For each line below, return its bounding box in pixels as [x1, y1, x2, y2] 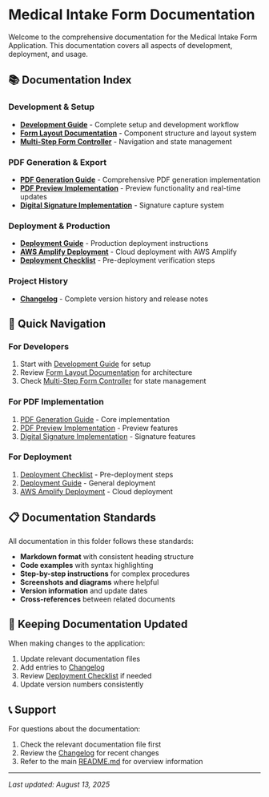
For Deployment [8, 451, 72, 462]
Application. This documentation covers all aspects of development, [8, 40, 233, 50]
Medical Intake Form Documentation [8, 6, 255, 24]
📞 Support [8, 702, 57, 716]
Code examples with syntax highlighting [19, 560, 154, 570]
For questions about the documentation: [8, 724, 141, 734]
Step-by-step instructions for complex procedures [19, 569, 191, 578]
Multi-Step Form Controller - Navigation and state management [19, 136, 232, 146]
